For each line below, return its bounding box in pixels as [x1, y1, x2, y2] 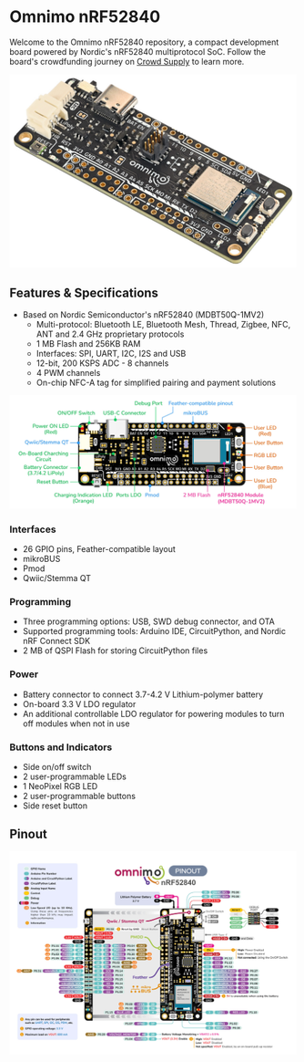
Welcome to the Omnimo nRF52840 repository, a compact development [9, 36, 279, 47]
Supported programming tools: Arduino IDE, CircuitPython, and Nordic [22, 626, 287, 637]
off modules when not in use [22, 718, 130, 729]
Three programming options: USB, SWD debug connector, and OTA [22, 616, 276, 627]
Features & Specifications [9, 285, 159, 300]
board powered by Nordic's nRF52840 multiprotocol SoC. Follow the [9, 46, 267, 57]
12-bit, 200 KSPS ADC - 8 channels [35, 358, 169, 369]
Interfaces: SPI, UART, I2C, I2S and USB [35, 349, 187, 359]
